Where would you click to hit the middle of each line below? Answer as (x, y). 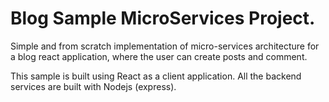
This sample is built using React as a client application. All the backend (156, 76)
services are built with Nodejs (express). (93, 86)
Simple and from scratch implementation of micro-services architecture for (165, 46)
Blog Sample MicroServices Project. (163, 18)
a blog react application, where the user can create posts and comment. (159, 56)
